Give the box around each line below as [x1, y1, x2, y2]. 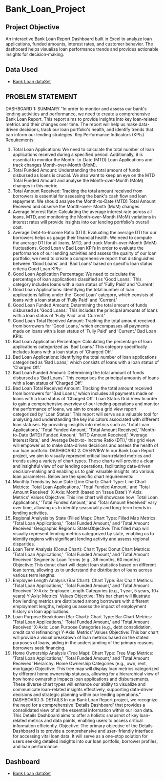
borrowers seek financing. [12, 645, 65, 651]
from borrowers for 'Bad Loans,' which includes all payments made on [12, 390, 154, 396]
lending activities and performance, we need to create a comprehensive [5, 111, 150, 117]
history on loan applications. [12, 608, 70, 614]
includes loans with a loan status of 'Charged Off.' [12, 348, 113, 355]
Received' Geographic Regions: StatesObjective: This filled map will [12, 525, 149, 531]
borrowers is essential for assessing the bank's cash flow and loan [12, 193, 147, 199]
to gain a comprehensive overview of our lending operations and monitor [12, 401, 160, 407]
